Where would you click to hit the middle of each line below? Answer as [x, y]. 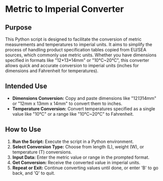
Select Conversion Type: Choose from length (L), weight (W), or [78, 146]
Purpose [19, 27]
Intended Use [26, 86]
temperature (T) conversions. [42, 152]
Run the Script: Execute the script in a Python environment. [73, 141]
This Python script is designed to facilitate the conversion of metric [73, 39]
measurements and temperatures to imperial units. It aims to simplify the [79, 45]
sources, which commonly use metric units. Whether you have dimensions [81, 55]
